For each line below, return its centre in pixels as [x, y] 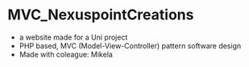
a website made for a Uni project [73, 37]
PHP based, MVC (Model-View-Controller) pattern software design [130, 45]
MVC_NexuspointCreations [101, 15]
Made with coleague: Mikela [66, 54]
